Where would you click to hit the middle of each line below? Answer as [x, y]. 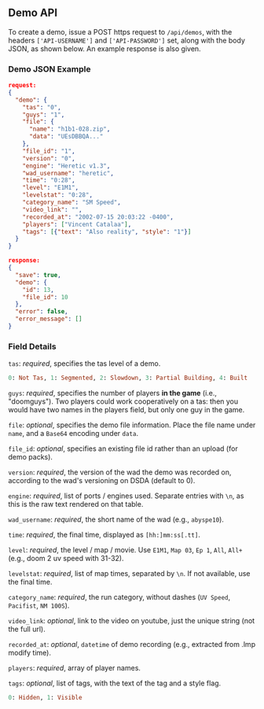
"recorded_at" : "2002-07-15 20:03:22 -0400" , [98, 217]
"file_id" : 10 [45, 297]
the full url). [27, 630]
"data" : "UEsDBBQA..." [66, 137]
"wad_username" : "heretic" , [68, 173]
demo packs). [31, 457]
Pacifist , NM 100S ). [39, 606]
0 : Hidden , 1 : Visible [45, 698]
